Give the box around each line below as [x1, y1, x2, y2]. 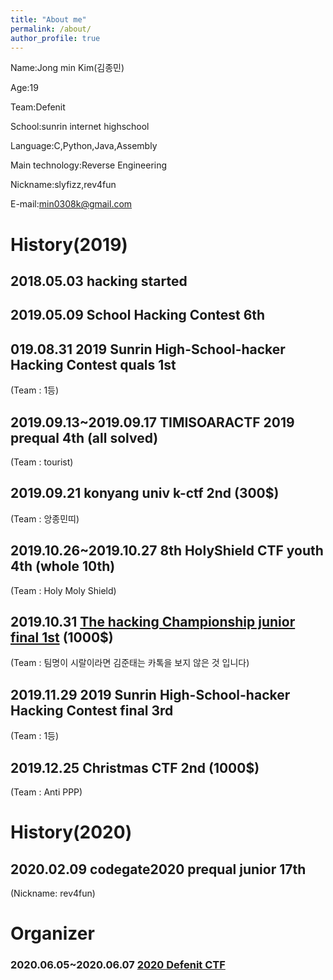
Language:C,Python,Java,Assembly [10, 140, 158, 152]
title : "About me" [10, 14, 87, 25]
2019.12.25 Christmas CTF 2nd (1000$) [10, 759, 260, 776]
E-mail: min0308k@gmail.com [10, 198, 133, 210]
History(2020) [10, 821, 133, 844]
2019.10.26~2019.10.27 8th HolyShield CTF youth [10, 542, 324, 560]
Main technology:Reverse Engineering [10, 159, 168, 171]
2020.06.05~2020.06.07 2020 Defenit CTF [10, 958, 226, 972]
